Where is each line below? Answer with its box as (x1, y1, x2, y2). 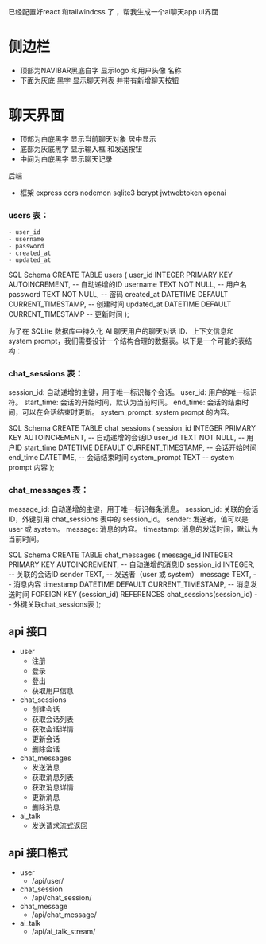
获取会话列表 (31, 714, 74, 724)
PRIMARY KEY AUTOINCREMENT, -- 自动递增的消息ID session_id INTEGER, (8, 560, 256, 569)
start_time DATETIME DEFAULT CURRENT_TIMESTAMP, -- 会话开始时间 (23, 443, 257, 452)
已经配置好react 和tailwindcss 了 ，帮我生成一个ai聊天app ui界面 (8, 7, 219, 16)
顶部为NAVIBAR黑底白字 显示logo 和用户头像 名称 (19, 65, 182, 75)
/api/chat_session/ (31, 893, 93, 903)
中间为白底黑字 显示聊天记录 (19, 154, 113, 163)
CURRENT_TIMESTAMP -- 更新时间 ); (8, 310, 129, 319)
